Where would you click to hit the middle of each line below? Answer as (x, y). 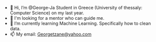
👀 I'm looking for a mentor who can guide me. (57, 18)
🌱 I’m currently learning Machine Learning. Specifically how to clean (81, 23)
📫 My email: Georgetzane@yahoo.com (51, 34)
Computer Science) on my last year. (47, 13)
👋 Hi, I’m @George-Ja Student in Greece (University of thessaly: (76, 8)
